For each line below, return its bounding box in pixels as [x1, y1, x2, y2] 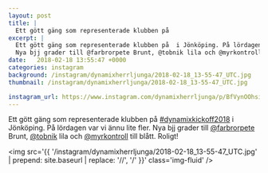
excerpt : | [8, 33, 45, 42]
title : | [8, 19, 37, 27]
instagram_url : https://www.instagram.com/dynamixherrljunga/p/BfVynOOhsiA [8, 92, 266, 100]
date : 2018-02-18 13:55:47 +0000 [8, 57, 127, 65]
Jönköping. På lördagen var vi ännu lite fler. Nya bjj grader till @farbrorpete [8, 123, 255, 132]
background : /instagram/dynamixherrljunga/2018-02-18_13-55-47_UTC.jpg [8, 71, 251, 79]
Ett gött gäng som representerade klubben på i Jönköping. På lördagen [15, 41, 262, 49]
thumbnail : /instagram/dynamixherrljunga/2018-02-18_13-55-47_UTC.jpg [8, 78, 248, 86]
